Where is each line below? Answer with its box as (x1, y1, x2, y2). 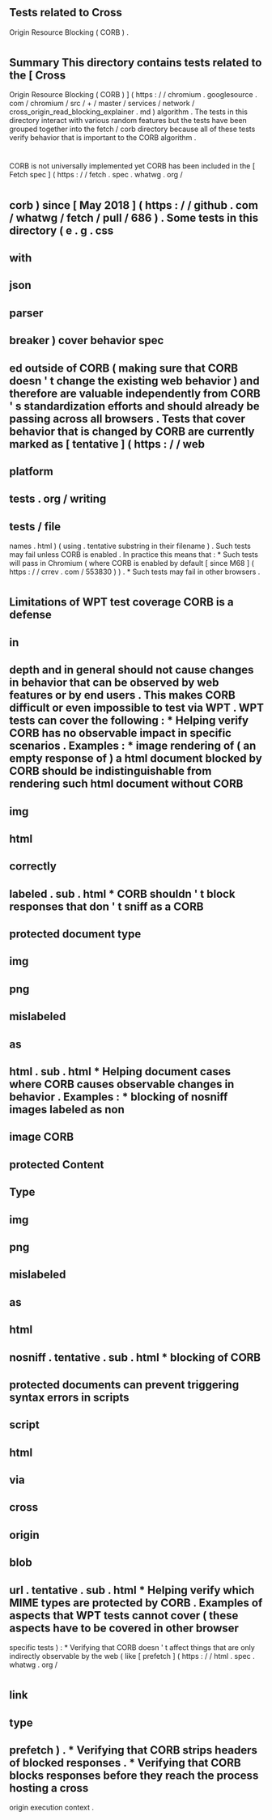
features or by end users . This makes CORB (9, 688, 236, 702)
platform (9, 464, 53, 478)
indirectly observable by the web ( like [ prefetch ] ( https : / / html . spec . (9, 1652, 255, 1661)
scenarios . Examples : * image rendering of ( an (9, 739, 257, 753)
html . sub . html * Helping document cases (9, 1065, 232, 1078)
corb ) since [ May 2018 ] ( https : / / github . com (9, 198, 258, 212)
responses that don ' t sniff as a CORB (9, 899, 204, 913)
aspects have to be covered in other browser (9, 1621, 240, 1635)
